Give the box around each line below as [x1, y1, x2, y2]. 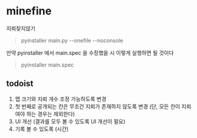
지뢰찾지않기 [6, 25, 36, 32]
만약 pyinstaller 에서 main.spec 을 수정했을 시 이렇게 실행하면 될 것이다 [6, 49, 174, 56]
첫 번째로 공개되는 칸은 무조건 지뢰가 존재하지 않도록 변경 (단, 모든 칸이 [14, 103, 180, 110]
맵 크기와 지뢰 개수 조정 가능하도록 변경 [14, 95, 107, 103]
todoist [6, 79, 34, 89]
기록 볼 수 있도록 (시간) [14, 125, 69, 133]
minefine [6, 4, 52, 18]
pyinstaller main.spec [20, 61, 74, 68]
